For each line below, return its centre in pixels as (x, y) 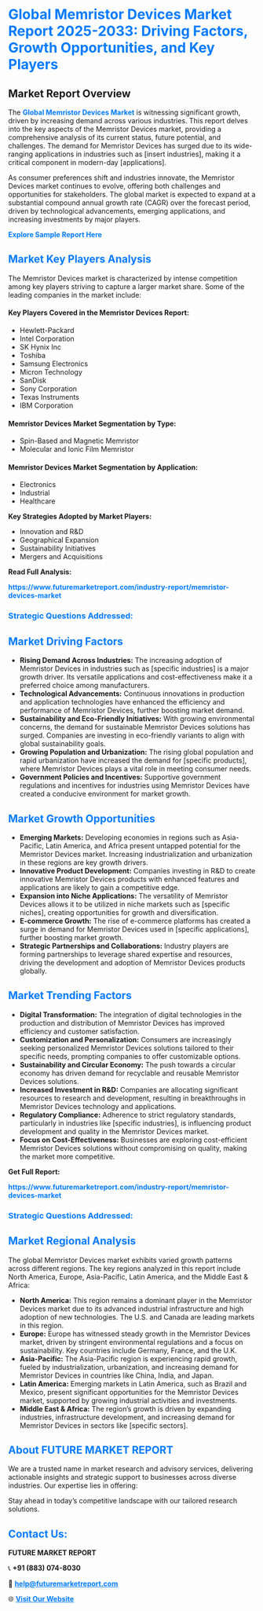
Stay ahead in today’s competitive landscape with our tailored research (123, 1501)
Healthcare (38, 501)
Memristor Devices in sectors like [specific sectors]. (104, 1425)
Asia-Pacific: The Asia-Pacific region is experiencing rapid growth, (128, 1358)
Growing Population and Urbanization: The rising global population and (136, 752)
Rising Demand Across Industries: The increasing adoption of (121, 661)
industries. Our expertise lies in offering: (73, 1485)
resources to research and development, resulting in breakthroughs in (132, 1098)
